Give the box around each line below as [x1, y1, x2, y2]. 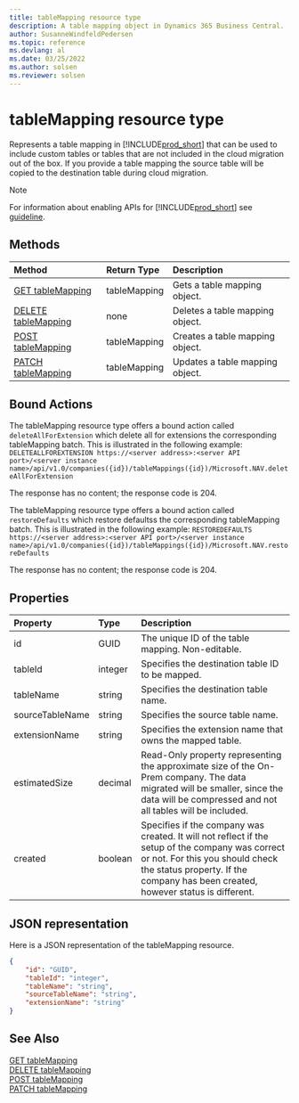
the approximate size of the [141, 760, 255, 772]
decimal [98, 777, 132, 789]
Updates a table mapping [172, 355, 278, 368]
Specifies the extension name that [141, 723, 283, 736]
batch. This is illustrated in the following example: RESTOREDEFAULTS [9, 524, 253, 535]
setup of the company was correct [141, 841, 285, 854]
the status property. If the [141, 863, 247, 876]
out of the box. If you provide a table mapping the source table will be [9, 158, 264, 168]
